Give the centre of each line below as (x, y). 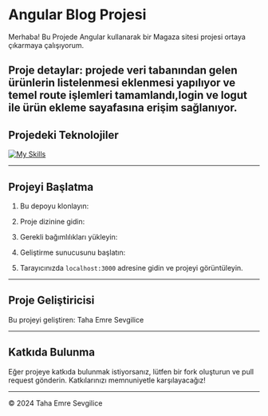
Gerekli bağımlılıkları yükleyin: (69, 236)
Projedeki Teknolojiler (64, 135)
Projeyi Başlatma (51, 186)
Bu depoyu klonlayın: (54, 206)
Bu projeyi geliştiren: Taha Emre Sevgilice (76, 319)
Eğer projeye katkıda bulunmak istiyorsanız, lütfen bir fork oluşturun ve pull (131, 371)
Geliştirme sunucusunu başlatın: (73, 252)
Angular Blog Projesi (77, 15)
